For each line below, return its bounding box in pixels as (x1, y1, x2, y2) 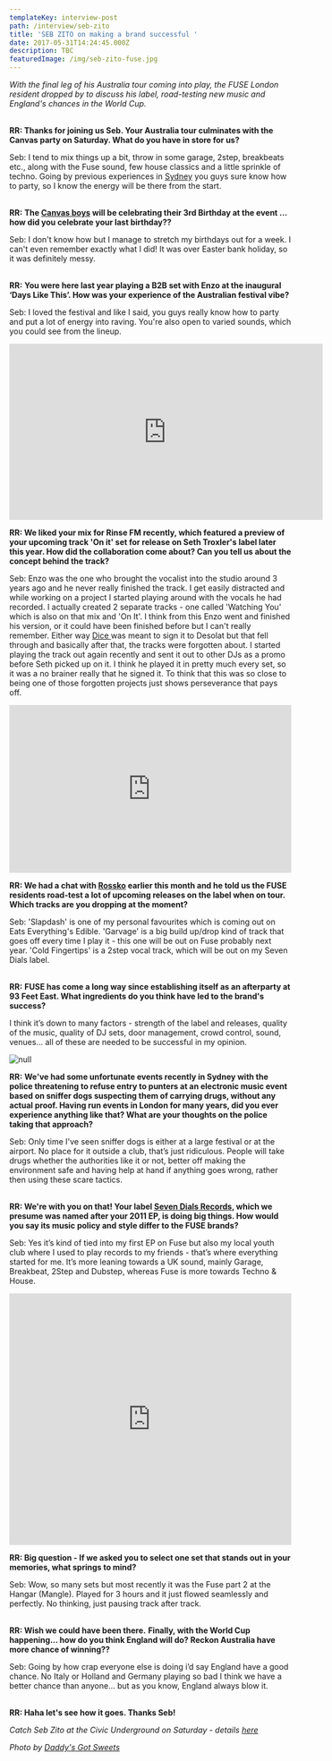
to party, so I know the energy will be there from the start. (9, 181, 222, 191)
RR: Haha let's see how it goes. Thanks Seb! (9, 1707, 176, 1718)
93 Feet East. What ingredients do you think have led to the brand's (9, 991, 265, 1001)
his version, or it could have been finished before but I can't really (9, 621, 251, 631)
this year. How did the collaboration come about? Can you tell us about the (9, 547, 292, 557)
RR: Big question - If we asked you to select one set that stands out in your (9, 1553, 291, 1562)
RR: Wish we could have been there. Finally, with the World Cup (9, 1625, 251, 1636)
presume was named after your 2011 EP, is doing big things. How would (9, 1211, 279, 1221)
